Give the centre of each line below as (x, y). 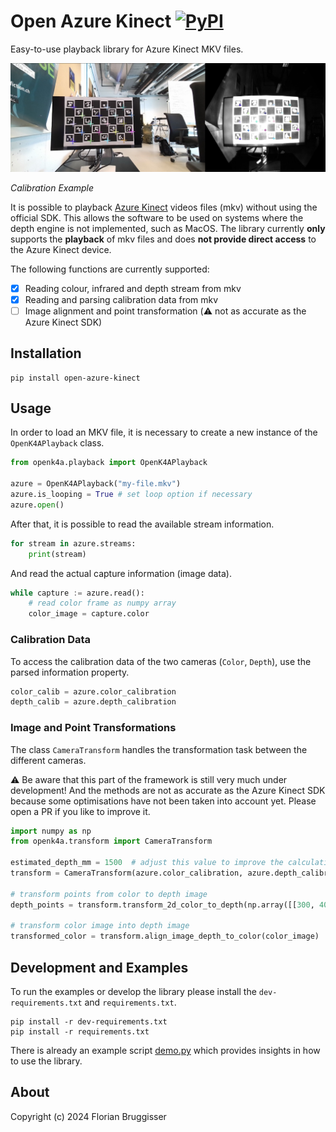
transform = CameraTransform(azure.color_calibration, (127, 873)
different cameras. (48, 760)
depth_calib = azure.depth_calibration (93, 702)
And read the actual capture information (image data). (121, 573)
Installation (46, 353)
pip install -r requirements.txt (80, 1032)
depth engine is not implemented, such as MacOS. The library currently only (168, 228)
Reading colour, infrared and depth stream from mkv (133, 288)
